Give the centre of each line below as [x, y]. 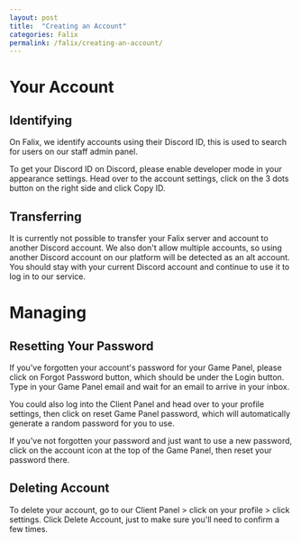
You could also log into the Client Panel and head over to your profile [137, 404]
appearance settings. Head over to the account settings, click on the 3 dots [149, 179]
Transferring [46, 217]
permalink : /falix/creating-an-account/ [87, 43]
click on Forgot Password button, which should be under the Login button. [147, 377]
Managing [48, 313]
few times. [28, 528]
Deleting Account [59, 488]
